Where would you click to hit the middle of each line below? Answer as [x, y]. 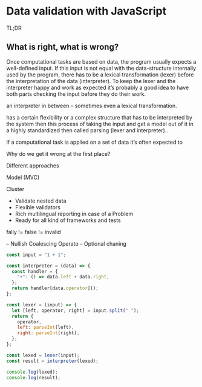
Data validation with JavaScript [86, 11]
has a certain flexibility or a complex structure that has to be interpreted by [99, 117]
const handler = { [35, 271]
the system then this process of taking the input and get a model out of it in [100, 124]
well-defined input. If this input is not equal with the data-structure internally [101, 68]
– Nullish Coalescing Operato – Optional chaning [67, 243]
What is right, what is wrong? [63, 47]
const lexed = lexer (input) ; [43, 355]
